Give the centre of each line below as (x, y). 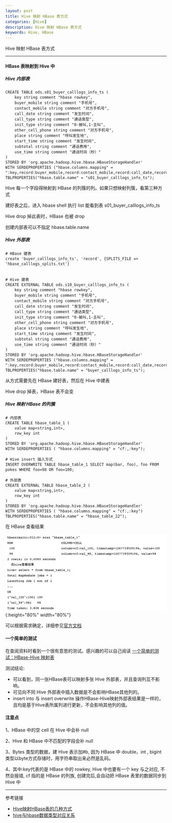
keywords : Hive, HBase (29, 33)
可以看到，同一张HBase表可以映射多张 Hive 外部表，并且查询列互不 (84, 679)
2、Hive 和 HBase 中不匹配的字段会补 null (49, 741)
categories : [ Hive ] (26, 22)
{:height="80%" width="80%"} (38, 615)
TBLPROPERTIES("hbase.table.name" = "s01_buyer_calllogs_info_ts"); (80, 177)
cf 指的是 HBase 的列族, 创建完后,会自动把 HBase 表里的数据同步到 (96, 775)
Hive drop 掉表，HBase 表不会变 (39, 391)
